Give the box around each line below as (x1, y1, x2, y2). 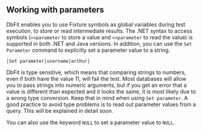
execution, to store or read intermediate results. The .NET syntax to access (6, 27, 193, 34)
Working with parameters (6, 5, 104, 15)
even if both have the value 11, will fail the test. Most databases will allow (6, 75, 187, 82)
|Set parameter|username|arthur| (6, 58, 90, 64)
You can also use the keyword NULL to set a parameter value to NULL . (6, 119, 175, 126)
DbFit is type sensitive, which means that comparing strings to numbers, (6, 69, 186, 76)
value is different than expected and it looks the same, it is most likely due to (6, 87, 196, 95)
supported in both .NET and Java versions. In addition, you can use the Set (6, 40, 192, 47)
